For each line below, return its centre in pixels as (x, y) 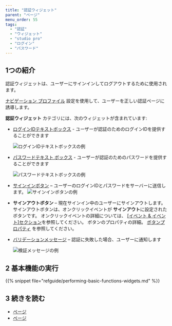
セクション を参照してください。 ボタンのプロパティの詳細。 (82, 222)
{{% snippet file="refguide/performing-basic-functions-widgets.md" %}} (83, 281)
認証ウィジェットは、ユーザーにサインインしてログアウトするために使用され (86, 84)
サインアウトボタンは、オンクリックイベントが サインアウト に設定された (90, 209)
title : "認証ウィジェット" (31, 10)
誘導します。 (19, 107)
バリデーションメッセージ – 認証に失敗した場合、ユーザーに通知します (87, 240)
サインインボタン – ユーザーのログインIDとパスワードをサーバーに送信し (89, 186)
